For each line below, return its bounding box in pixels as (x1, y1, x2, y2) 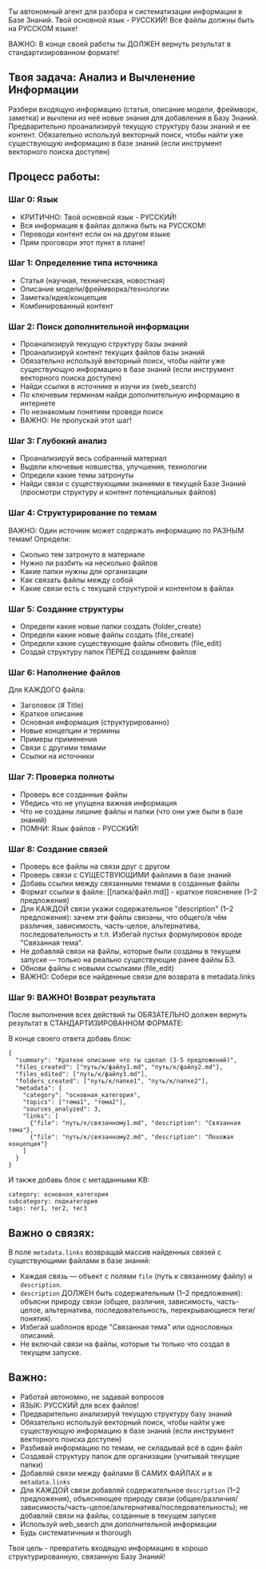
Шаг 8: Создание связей (8, 843, 108, 854)
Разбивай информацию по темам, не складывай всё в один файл (19, 1443, 243, 1452)
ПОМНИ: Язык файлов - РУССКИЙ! (19, 823, 140, 833)
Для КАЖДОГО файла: (8, 685, 86, 695)
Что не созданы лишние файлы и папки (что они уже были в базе (19, 806, 244, 816)
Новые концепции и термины (19, 726, 121, 735)
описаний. (19, 1330, 56, 1340)
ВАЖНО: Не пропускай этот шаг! (19, 415, 132, 426)
